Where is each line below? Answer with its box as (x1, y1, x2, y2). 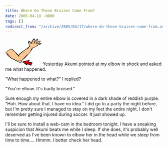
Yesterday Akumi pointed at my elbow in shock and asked (42, 61, 161, 67)
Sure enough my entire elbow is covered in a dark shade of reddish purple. (5, 95, 159, 101)
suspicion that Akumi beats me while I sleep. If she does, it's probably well (5, 126, 158, 132)
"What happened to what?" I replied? (5, 76, 81, 82)
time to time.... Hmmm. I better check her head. (5, 137, 102, 143)
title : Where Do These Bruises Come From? (5, 8, 95, 13)
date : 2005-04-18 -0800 (5, 13, 55, 19)
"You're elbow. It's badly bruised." (5, 86, 75, 92)
